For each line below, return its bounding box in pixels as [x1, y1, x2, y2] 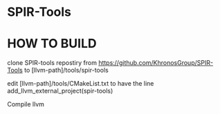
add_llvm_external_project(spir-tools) [7, 87, 113, 95]
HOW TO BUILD [7, 36, 97, 52]
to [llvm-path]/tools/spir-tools [24, 66, 109, 75]
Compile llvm [7, 100, 45, 108]
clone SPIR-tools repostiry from [7, 59, 97, 67]
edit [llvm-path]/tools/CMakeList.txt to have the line [7, 79, 154, 88]
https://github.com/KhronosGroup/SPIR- [98, 59, 213, 67]
